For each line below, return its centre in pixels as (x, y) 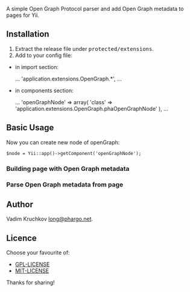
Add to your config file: (43, 55)
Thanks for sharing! (31, 283)
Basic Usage (30, 128)
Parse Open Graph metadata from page (65, 185)
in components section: (44, 90)
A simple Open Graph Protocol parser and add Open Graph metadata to (95, 9)
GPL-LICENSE (32, 264)
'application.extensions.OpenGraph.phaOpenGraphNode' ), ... (92, 108)
